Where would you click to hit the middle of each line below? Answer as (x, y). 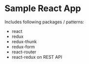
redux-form (23, 47)
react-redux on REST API (37, 57)
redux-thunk (24, 41)
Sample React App (43, 8)
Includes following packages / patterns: (44, 22)
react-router (24, 52)
